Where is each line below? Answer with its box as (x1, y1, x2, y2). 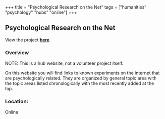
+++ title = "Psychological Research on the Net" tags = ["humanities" (5, 4, 147, 10)
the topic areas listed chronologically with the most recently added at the (5, 80, 154, 86)
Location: (5, 98, 29, 105)
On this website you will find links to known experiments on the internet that (5, 70, 160, 76)
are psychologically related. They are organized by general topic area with (5, 75, 157, 81)
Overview (5, 49, 29, 56)
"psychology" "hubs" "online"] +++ (5, 9, 78, 15)
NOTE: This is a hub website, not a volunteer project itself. (5, 60, 124, 66)
